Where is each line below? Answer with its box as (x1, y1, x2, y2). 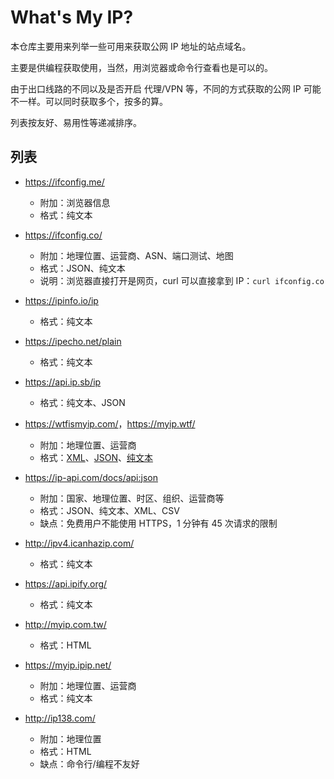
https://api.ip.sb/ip (24, 376, 102, 388)
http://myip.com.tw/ (24, 618, 107, 630)
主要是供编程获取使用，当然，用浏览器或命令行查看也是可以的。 (10, 61, 273, 73)
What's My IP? (10, 6, 134, 29)
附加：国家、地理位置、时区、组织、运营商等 (39, 492, 225, 504)
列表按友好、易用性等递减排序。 (10, 116, 142, 128)
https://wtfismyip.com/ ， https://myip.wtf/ (24, 417, 196, 430)
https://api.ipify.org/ (24, 577, 108, 590)
